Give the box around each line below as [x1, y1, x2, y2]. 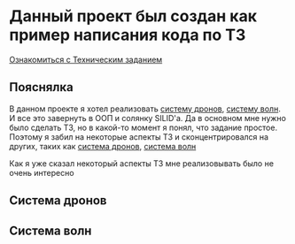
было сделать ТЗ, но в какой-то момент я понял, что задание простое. [9, 122, 277, 133]
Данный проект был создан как [9, 6, 257, 27]
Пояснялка [9, 80, 74, 95]
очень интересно [9, 167, 74, 178]
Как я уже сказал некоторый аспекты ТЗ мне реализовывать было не [9, 157, 275, 169]
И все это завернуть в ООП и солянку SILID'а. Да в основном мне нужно [9, 112, 286, 123]
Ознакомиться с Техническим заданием [9, 54, 163, 65]
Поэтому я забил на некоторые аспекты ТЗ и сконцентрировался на [9, 131, 268, 142]
